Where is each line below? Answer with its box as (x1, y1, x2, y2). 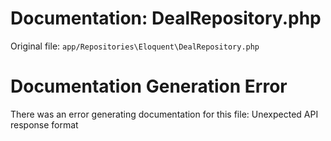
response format (10, 118, 79, 131)
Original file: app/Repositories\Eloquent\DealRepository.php (10, 40, 260, 52)
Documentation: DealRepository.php (10, 7, 322, 30)
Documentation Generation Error (10, 75, 288, 98)
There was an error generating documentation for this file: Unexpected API (10, 108, 319, 120)
